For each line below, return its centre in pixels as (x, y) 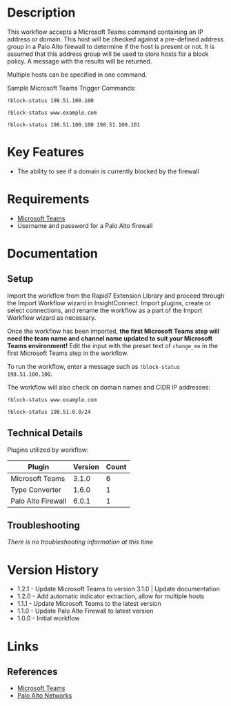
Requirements (48, 199)
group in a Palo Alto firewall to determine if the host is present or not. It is (111, 46)
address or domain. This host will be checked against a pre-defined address (115, 39)
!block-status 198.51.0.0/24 (49, 412)
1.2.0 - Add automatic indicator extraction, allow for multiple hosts (111, 596)
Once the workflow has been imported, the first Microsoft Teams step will (113, 331)
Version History (53, 570)
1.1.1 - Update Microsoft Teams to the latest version (89, 604)
